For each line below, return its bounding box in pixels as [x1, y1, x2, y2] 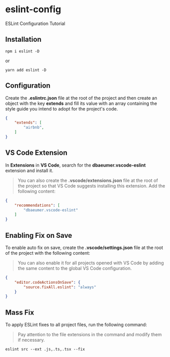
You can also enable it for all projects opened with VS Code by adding [17, 260, 164, 266]
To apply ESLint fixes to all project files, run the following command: [5, 322, 147, 328]
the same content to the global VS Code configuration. [17, 265, 132, 271]
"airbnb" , [23, 125, 44, 130]
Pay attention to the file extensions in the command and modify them [17, 332, 162, 338]
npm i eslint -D [5, 48, 40, 54]
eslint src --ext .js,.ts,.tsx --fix [5, 347, 85, 352]
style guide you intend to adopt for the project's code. [5, 105, 118, 112]
